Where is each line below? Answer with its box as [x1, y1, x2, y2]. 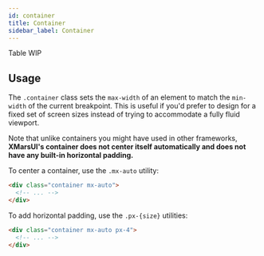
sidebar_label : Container [8, 26, 94, 34]
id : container [8, 11, 56, 20]
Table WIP [8, 49, 42, 58]
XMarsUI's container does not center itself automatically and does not [8, 142, 246, 152]
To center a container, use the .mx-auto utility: [8, 166, 160, 175]
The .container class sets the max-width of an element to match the [8, 93, 231, 102]
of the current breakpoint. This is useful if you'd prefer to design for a [27, 101, 257, 111]
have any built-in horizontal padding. [8, 151, 134, 160]
